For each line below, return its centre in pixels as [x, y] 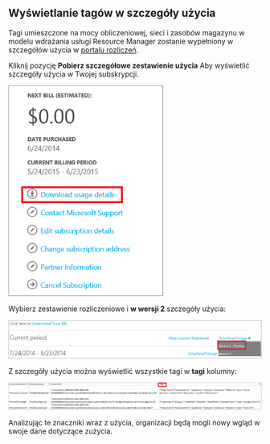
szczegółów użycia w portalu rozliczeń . [74, 50]
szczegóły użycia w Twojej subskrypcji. [74, 74]
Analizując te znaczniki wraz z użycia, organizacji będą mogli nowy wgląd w [134, 422]
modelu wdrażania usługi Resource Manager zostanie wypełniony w [121, 41]
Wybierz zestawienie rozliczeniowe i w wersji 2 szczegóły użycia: [117, 309]
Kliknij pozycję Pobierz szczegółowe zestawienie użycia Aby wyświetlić [129, 65]
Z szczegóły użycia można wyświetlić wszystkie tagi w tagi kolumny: [123, 371]
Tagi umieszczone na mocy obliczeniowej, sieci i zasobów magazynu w [127, 32]
